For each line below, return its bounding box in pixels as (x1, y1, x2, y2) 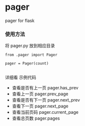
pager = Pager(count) (5, 61, 49, 66)
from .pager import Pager (5, 53, 57, 58)
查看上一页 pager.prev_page (12, 91, 68, 97)
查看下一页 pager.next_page (12, 103, 69, 109)
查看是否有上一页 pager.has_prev (12, 85, 79, 91)
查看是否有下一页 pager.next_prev (12, 97, 80, 103)
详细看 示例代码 (5, 75, 36, 81)
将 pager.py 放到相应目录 (5, 43, 55, 49)
